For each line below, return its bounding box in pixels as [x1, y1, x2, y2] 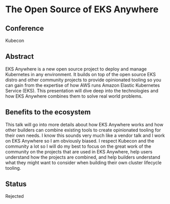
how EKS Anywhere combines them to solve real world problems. [5, 93, 143, 99]
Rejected [5, 193, 24, 199]
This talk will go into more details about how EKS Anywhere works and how [5, 121, 163, 127]
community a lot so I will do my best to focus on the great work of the [5, 143, 152, 149]
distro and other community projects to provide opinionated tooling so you [5, 77, 162, 83]
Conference [5, 24, 44, 33]
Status [5, 180, 27, 189]
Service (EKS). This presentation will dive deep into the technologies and [5, 87, 159, 94]
